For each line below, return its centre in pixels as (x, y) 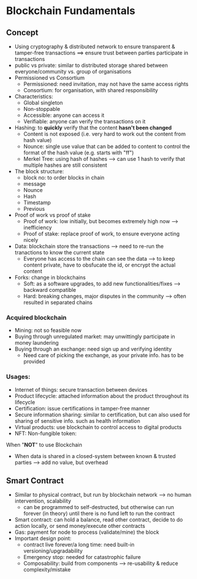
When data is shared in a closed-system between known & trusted (95, 456)
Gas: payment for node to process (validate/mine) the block (87, 532)
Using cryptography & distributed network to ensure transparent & (95, 46)
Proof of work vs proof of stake (53, 215)
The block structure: (39, 171)
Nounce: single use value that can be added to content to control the (106, 146)
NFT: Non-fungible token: (46, 433)
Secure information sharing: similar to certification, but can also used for (102, 415)
